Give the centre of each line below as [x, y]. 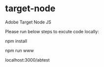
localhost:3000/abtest [27, 60]
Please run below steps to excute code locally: [52, 31]
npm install [16, 41]
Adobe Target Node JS [28, 22]
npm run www [20, 50]
